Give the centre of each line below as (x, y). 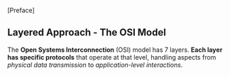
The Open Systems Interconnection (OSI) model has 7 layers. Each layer (115, 50)
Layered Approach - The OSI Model (87, 32)
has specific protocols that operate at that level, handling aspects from (112, 57)
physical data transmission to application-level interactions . (95, 65)
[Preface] (21, 10)
